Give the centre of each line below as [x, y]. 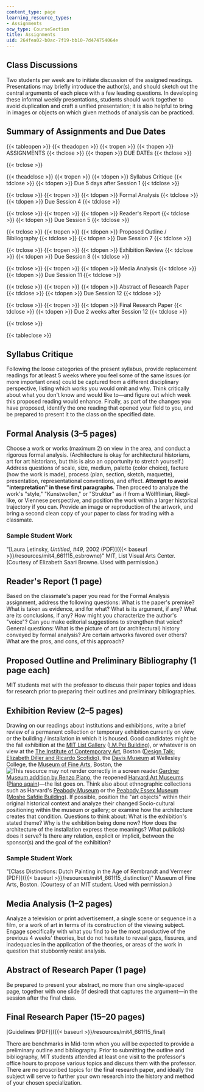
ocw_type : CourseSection [38, 29]
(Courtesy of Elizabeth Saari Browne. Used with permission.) [82, 562]
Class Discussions [42, 65]
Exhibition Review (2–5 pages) [65, 711]
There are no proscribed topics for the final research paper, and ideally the [100, 1069]
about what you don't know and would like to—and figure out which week [98, 395]
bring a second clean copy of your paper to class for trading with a [90, 514]
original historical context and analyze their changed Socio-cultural [90, 803]
